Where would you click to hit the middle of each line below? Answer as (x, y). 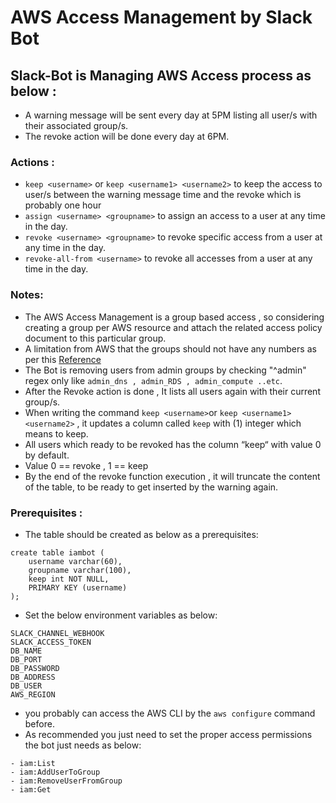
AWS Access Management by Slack (161, 17)
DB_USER (26, 686)
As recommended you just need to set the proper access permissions (168, 734)
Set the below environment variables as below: (121, 615)
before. (39, 723)
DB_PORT (26, 659)
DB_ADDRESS (33, 677)
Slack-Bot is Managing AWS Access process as (161, 75)
